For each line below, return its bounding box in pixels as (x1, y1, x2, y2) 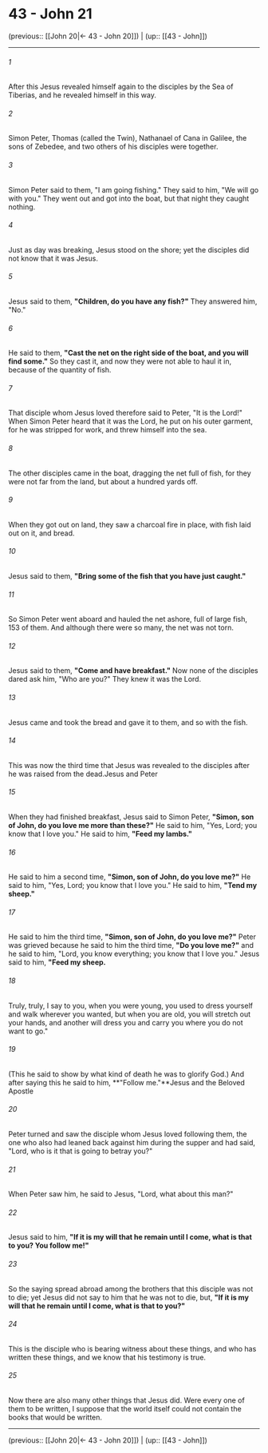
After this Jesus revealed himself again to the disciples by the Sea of (8, 82, 234, 92)
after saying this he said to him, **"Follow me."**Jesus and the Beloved (8, 1077, 246, 1087)
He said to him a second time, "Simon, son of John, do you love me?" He (8, 872, 251, 882)
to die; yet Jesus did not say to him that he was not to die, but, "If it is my (8, 1292, 250, 1302)
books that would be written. (8, 1412, 102, 1423)
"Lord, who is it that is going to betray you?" (8, 1146, 153, 1156)
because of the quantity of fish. (8, 365, 112, 375)
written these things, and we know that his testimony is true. (8, 1352, 206, 1362)
